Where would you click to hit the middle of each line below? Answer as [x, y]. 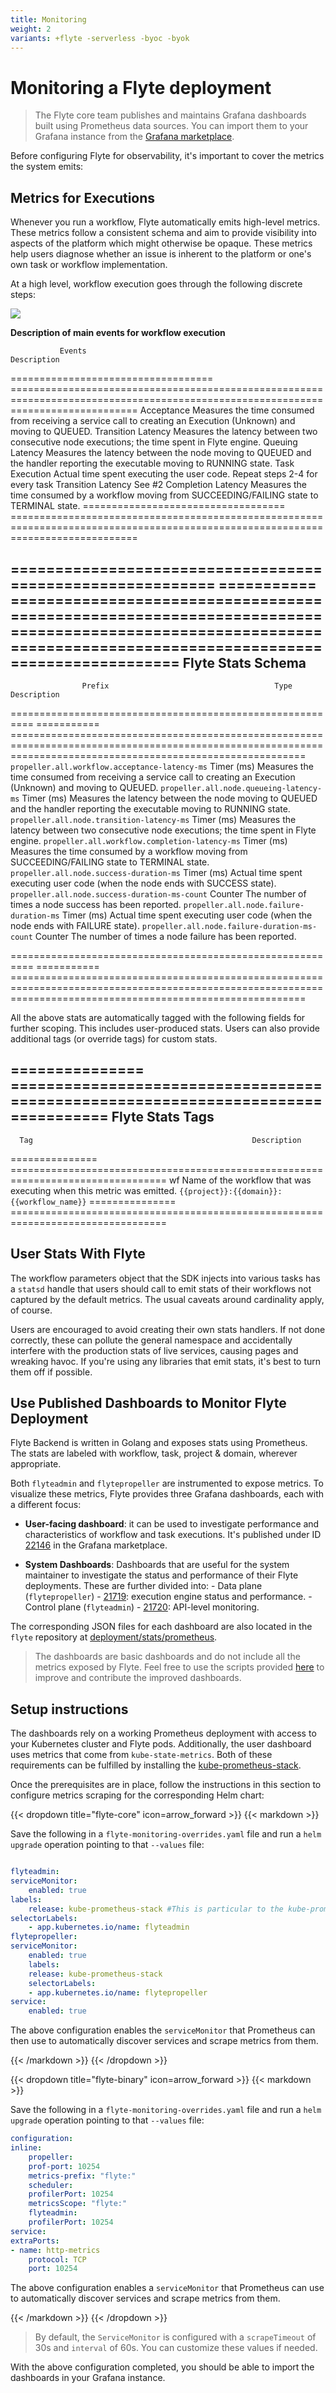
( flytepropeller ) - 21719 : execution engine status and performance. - [168, 1597]
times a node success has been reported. [96, 904]
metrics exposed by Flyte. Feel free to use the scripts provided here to [179, 1667]
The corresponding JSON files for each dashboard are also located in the [161, 1627]
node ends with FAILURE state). [75, 925]
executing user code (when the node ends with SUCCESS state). [143, 883]
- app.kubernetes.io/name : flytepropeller [118, 1992]
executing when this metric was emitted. [94, 1190]
